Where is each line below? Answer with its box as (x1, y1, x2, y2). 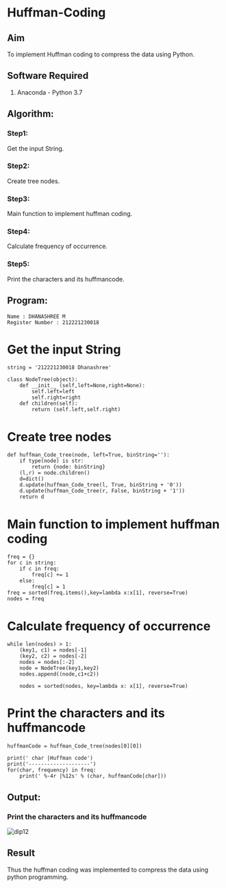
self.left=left (32, 388, 75, 395)
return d (19, 493, 45, 501)
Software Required (7, 70, 89, 82)
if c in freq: (19, 565, 60, 573)
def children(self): (19, 400, 78, 407)
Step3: (7, 194, 30, 203)
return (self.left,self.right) (32, 406, 121, 413)
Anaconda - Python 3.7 (16, 88, 83, 97)
